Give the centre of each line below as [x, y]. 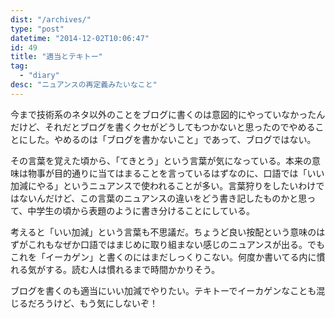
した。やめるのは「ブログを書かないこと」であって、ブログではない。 [172, 139]
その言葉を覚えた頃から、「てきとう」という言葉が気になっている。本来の [161, 160]
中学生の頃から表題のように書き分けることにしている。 [141, 210]
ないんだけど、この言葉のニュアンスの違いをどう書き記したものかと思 [163, 198]
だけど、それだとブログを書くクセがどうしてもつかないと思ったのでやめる [163, 127]
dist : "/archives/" [51, 19]
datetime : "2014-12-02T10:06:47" [80, 38]
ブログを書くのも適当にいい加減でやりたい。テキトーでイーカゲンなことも [163, 290]
